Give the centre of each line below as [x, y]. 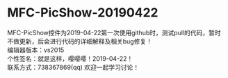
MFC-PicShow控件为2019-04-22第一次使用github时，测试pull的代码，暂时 [114, 32]
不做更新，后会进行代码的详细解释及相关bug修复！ [80, 41]
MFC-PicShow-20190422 [83, 13]
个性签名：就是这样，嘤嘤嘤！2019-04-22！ [70, 58]
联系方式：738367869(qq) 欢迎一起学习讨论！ [73, 67]
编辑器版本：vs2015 [36, 50]
